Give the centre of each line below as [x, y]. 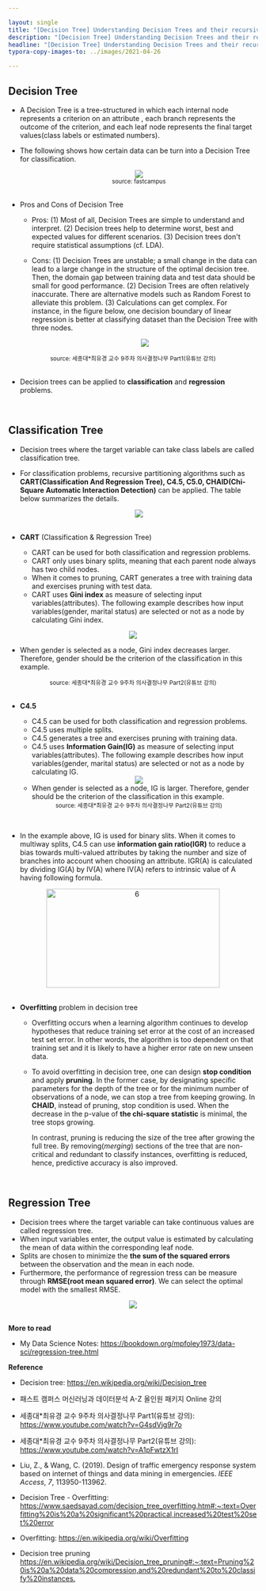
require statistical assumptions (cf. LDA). [98, 245]
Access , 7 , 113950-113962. [63, 1482]
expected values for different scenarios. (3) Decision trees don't [136, 236]
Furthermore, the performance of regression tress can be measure [128, 1273]
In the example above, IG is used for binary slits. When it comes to [127, 835]
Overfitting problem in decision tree [79, 1007]
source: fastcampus [139, 181]
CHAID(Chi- [226, 481]
